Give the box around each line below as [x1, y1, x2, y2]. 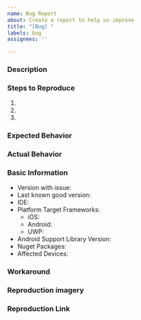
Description [7, 65, 48, 75]
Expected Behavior [7, 131, 73, 140]
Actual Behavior [7, 149, 62, 159]
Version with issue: [17, 184, 71, 192]
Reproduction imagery [7, 285, 84, 295]
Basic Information [7, 168, 68, 178]
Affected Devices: [17, 250, 68, 258]
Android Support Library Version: [17, 235, 112, 243]
